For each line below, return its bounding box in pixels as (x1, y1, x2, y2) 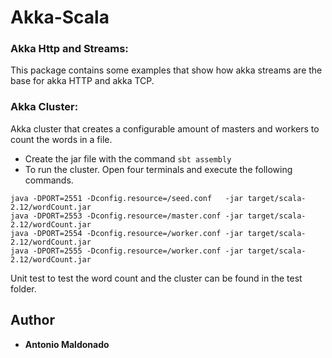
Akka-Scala (10, 6, 110, 29)
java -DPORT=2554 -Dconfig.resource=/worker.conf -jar (10, 228, 244, 238)
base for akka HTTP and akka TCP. (10, 75, 155, 87)
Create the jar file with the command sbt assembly (24, 152, 232, 165)
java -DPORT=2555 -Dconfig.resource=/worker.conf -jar (10, 246, 244, 256)
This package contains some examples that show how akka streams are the (10, 64, 323, 76)
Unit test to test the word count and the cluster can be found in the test (10, 272, 303, 284)
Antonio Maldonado (24, 338, 110, 350)
